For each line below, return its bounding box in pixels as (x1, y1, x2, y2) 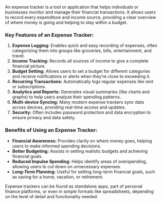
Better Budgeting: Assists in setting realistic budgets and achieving (12, 148, 148, 154)
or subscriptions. (12, 84, 46, 90)
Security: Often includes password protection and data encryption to (12, 110, 151, 115)
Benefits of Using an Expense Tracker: (5, 127, 98, 134)
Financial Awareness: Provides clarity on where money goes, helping (12, 138, 152, 143)
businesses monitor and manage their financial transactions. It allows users (5, 9, 156, 15)
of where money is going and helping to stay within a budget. (5, 19, 128, 25)
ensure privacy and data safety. (12, 115, 76, 121)
